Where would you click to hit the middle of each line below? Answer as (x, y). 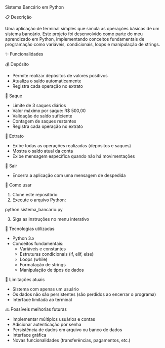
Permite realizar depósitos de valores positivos (60, 76)
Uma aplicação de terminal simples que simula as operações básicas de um (82, 29)
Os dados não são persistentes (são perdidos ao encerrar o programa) (84, 294)
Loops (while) (34, 259)
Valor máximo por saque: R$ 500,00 (49, 111)
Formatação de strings (42, 264)
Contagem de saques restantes (44, 121)
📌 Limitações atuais (25, 279)
